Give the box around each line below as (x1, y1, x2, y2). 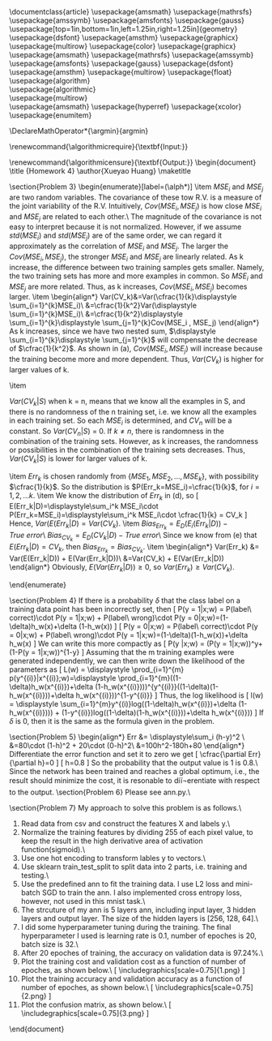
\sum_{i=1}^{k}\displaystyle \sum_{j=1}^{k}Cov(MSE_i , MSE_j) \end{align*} (9, 318, 260, 328)
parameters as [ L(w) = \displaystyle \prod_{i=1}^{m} (9, 665, 185, 674)
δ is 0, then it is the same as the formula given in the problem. (9, 716, 215, 725)
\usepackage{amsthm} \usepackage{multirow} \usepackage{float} (9, 67, 232, 76)
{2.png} (20, 991, 47, 1000)
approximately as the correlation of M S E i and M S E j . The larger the (9, 241, 229, 252)
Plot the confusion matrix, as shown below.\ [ (20, 1000, 172, 1009)
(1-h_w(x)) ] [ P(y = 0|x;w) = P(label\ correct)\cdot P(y (79, 621, 258, 631)
